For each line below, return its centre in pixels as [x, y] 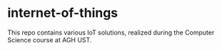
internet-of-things [63, 13]
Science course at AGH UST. [50, 39]
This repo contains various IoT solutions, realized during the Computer [111, 32]
